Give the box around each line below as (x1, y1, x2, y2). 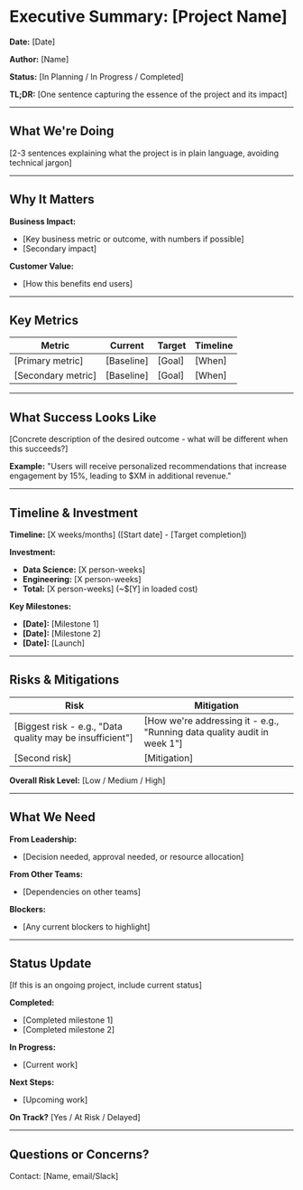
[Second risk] (14, 751, 72, 764)
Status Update (9, 956, 92, 971)
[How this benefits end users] (22, 278, 133, 288)
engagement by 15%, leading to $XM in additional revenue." (9, 470, 232, 481)
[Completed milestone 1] (22, 1015, 114, 1025)
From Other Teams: (9, 868, 84, 879)
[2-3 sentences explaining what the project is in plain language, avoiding (9, 147, 280, 158)
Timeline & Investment (9, 505, 138, 521)
